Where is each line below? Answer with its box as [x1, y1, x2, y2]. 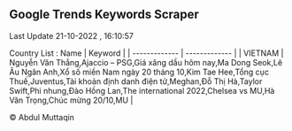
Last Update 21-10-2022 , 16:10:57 [9, 30, 134, 41]
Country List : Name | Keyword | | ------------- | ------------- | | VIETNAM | [9, 48, 284, 58]
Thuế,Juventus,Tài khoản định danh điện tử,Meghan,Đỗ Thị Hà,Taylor [9, 75, 263, 87]
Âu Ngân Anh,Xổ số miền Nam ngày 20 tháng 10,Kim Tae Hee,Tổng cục [9, 66, 270, 77]
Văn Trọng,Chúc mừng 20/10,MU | [9, 95, 134, 105]
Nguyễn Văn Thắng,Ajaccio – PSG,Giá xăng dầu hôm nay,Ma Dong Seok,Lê [9, 57, 283, 67]
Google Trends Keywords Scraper [9, 7, 199, 22]
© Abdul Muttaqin [9, 112, 75, 122]
